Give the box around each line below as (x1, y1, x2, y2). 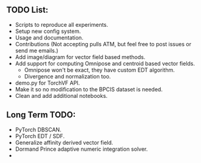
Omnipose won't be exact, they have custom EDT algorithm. (24, 66, 175, 74)
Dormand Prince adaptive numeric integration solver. (15, 145, 148, 153)
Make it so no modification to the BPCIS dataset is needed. (15, 85, 163, 93)
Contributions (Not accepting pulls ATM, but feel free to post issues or (15, 40, 192, 47)
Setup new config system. (15, 27, 81, 35)
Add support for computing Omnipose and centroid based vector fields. (15, 60, 196, 67)
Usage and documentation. (15, 33, 83, 41)
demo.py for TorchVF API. (15, 79, 80, 86)
